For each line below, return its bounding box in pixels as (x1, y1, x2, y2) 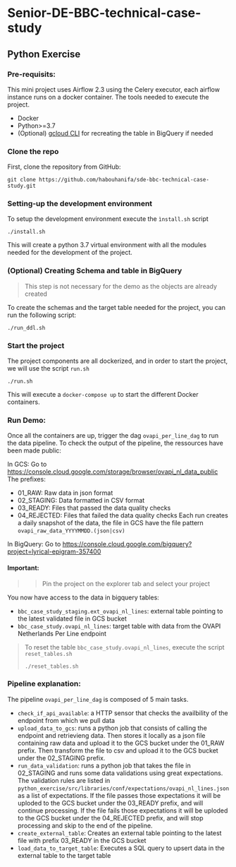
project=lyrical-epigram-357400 (7, 547, 101, 556)
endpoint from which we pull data (17, 716, 115, 724)
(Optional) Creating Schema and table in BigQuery (7, 266, 182, 276)
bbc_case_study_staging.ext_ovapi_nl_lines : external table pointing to (17, 606, 223, 615)
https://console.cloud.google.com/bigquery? (62, 540, 192, 549)
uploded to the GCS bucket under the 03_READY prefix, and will (17, 799, 204, 807)
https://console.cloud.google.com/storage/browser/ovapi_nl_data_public (7, 467, 218, 476)
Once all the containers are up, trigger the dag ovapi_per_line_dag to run (7, 431, 219, 440)
